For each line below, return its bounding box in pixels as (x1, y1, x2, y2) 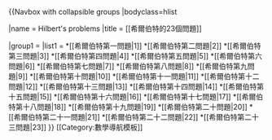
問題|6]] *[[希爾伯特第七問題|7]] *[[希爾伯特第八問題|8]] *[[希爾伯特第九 (8, 61, 248, 71)
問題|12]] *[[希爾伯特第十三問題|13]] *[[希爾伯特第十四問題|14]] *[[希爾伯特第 (8, 81, 265, 91)
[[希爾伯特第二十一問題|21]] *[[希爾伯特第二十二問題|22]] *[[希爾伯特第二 (8, 112, 252, 121)
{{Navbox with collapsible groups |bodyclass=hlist (8, 7, 178, 16)
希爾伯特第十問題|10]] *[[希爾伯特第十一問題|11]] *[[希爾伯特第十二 (37, 72, 260, 81)
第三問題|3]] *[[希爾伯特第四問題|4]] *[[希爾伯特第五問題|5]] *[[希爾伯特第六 (8, 51, 263, 60)
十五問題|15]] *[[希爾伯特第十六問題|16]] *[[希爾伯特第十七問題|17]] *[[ (8, 92, 243, 101)
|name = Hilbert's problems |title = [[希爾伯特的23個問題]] (8, 24, 202, 33)
